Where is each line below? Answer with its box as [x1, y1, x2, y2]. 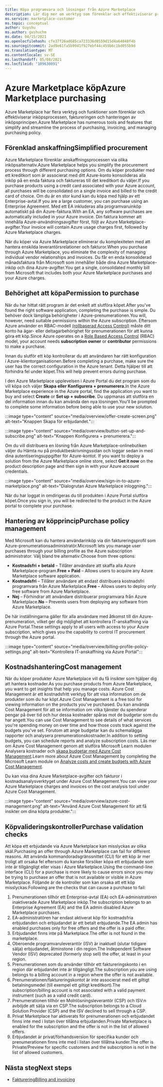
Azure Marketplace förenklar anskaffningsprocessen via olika [5, 156, 128, 162]
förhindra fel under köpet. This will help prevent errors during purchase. [5, 369, 147, 374]
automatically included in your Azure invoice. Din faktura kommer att [5, 214, 142, 219]
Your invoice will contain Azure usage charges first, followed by [21, 224, 148, 230]
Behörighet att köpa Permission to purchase [5, 289, 139, 297]
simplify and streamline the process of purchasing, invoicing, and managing [5, 125, 157, 131]
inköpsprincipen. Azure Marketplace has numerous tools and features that [5, 119, 152, 125]
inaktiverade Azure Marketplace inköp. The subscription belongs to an [12, 899, 151, 905]
